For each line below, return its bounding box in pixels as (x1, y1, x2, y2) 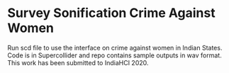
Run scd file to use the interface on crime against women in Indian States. (7, 43, 223, 52)
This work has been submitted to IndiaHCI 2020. (7, 58, 149, 67)
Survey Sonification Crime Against (7, 5, 216, 21)
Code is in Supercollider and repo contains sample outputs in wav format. (7, 51, 222, 60)
